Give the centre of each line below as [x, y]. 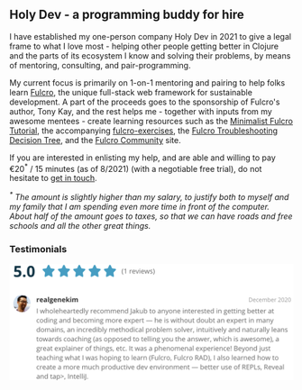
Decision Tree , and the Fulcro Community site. [96, 140]
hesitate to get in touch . [53, 178]
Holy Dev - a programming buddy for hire [127, 15]
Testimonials [38, 249]
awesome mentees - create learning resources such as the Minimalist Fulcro [151, 121]
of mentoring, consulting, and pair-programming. [100, 65]
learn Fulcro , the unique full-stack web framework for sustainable [131, 92]
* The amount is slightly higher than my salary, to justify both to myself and [149, 196]
